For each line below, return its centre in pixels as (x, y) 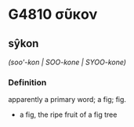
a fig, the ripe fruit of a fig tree (68, 114)
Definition (27, 82)
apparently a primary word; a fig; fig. (67, 100)
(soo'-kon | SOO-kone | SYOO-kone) (67, 62)
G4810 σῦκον (53, 15)
